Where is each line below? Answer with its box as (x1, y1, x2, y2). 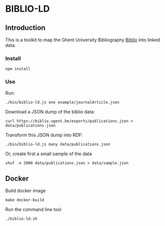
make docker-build (5, 197, 44, 203)
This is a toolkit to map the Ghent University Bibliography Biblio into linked (5, 37, 160, 43)
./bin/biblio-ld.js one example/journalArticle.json (5, 100, 120, 105)
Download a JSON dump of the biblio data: (5, 108, 95, 115)
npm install (5, 67, 31, 72)
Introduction (5, 23, 46, 32)
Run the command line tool (5, 207, 62, 213)
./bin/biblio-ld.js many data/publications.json (5, 142, 111, 147)
